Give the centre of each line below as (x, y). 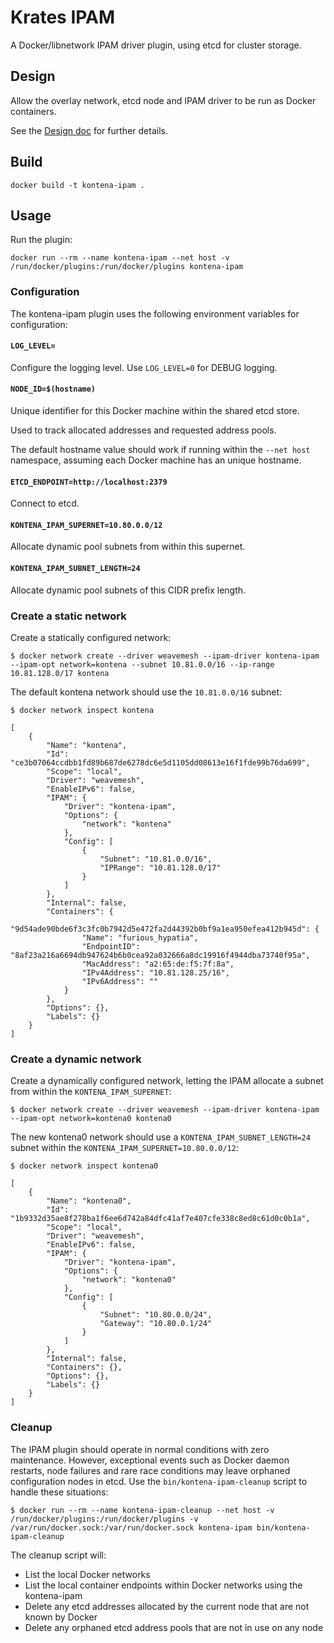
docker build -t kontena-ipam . (77, 185)
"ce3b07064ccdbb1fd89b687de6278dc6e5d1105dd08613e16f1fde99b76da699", (160, 762)
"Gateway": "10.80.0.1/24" (156, 1324)
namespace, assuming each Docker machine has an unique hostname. (156, 460)
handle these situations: (59, 1492)
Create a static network (68, 616)
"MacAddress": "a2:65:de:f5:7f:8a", (158, 964)
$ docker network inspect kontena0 (84, 1166)
